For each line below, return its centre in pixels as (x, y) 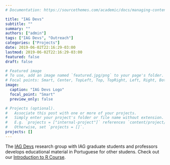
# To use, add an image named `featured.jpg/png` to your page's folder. (85, 76)
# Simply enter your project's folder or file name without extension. (85, 118)
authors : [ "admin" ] (26, 34)
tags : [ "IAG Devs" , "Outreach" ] (39, 38)
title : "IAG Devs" (25, 19)
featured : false (22, 57)
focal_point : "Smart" (33, 94)
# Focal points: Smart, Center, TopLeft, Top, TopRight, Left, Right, (81, 80)
